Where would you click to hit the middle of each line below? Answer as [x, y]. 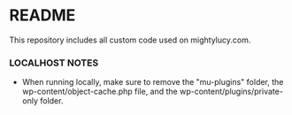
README [42, 15]
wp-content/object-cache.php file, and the [100, 92]
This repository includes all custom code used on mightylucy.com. [130, 40]
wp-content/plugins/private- [231, 92]
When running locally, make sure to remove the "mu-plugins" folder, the [153, 82]
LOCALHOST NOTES [54, 63]
